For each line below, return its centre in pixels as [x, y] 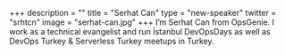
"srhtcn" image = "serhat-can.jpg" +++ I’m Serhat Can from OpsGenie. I [142, 22]
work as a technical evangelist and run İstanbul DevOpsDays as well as [140, 31]
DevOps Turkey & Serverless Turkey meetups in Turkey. [112, 41]
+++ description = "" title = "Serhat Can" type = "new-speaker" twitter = [143, 13]
